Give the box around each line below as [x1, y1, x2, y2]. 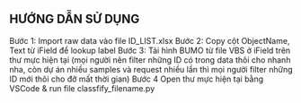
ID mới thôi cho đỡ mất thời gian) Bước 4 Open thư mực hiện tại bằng [9, 73, 264, 84]
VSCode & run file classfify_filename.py [9, 82, 155, 93]
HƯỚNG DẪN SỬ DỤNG [9, 12, 140, 27]
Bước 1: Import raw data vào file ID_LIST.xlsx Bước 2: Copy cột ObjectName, [9, 35, 290, 46]
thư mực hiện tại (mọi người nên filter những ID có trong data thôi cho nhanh [9, 54, 291, 65]
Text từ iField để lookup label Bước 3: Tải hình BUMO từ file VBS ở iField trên [9, 45, 291, 56]
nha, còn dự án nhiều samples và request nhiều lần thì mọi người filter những [9, 64, 293, 74]
